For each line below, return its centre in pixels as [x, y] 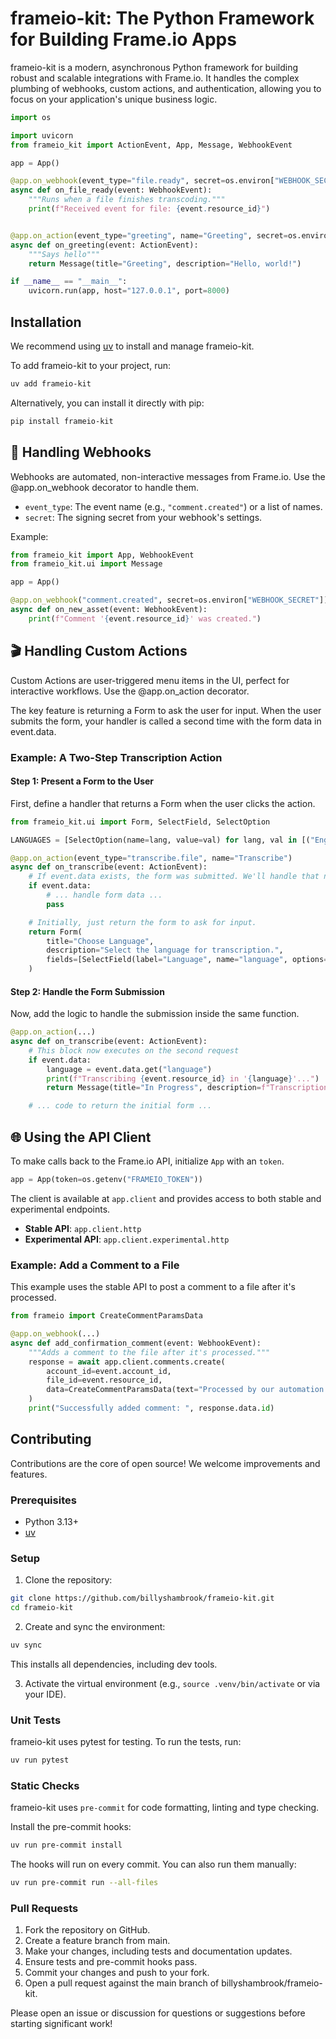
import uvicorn [42, 135]
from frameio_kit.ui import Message [86, 564]
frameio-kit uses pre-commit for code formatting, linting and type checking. [165, 1808]
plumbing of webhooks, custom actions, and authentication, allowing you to [166, 88]
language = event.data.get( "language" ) [129, 1069]
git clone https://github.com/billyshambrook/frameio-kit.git [142, 1598]
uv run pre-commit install [66, 1845]
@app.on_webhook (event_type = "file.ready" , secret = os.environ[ [142, 181]
